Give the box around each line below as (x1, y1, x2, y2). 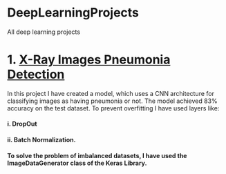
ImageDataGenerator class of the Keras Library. (7, 159, 147, 167)
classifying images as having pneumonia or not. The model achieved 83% (7, 97, 218, 105)
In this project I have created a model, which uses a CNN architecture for (7, 89, 214, 97)
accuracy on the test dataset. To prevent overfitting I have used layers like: (7, 104, 220, 112)
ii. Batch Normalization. (7, 136, 76, 144)
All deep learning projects (7, 28, 81, 36)
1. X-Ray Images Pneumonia (7, 52, 171, 68)
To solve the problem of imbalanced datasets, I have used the (7, 151, 187, 159)
